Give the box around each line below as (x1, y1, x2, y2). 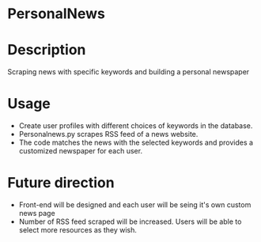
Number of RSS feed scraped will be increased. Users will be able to (18, 217, 242, 226)
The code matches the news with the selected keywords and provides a (18, 138, 254, 147)
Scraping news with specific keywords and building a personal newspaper (7, 67, 250, 77)
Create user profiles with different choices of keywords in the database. (18, 121, 253, 130)
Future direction (7, 174, 115, 192)
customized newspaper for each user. (18, 146, 143, 156)
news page (18, 209, 56, 217)
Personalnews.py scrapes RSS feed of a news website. (18, 130, 199, 139)
